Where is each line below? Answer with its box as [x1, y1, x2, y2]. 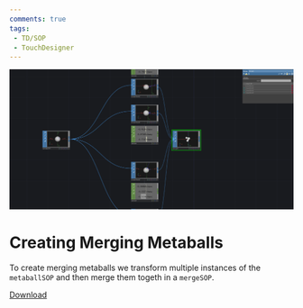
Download [9, 289, 48, 300]
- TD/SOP [13, 33, 47, 42]
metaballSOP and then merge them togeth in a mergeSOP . [9, 271, 215, 283]
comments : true [9, 14, 67, 23]
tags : [9, 23, 30, 33]
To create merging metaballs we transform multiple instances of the [9, 262, 262, 273]
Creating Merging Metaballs [9, 232, 224, 252]
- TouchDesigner [13, 43, 75, 52]
